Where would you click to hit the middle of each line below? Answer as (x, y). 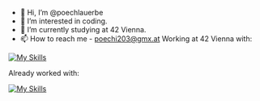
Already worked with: (44, 73)
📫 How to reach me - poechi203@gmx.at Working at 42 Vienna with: (136, 39)
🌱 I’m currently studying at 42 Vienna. (83, 29)
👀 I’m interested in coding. (64, 21)
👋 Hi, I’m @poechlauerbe (62, 13)
